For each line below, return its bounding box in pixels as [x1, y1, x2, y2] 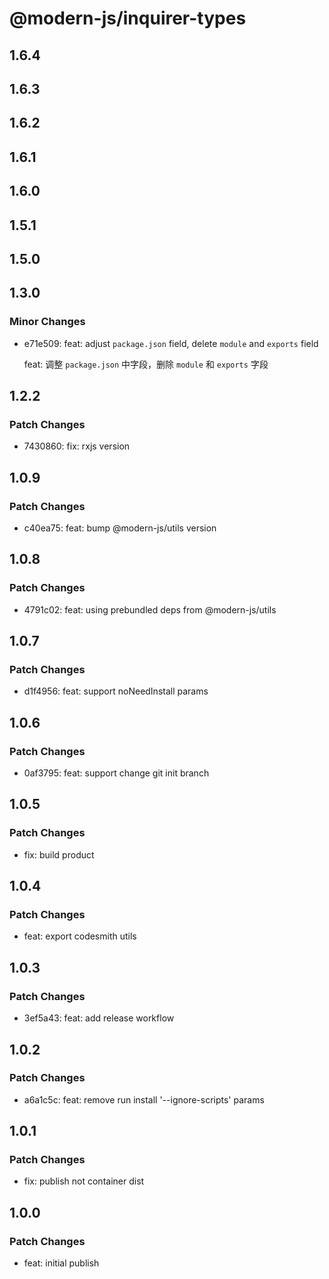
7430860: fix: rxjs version [23, 440, 131, 452]
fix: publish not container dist [23, 1175, 145, 1187]
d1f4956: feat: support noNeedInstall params [23, 685, 209, 697]
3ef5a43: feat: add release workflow [23, 1012, 175, 1024]
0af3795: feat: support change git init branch [23, 767, 210, 779]
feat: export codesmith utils [23, 930, 137, 942]
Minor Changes [9, 315, 86, 329]
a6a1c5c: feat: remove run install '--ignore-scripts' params [23, 1093, 265, 1106]
